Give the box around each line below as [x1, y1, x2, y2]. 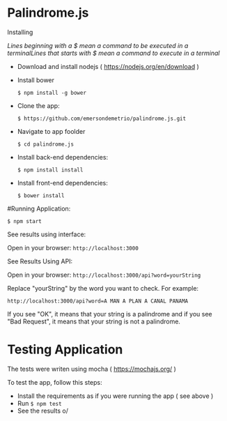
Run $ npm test [17, 399, 62, 407]
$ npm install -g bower [17, 89, 87, 96]
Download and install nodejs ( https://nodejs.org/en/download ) [17, 62, 200, 70]
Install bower [17, 75, 54, 84]
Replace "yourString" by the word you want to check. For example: [7, 284, 199, 292]
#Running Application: [7, 204, 71, 213]
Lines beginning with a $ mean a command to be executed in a [7, 41, 189, 49]
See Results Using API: [7, 257, 73, 266]
